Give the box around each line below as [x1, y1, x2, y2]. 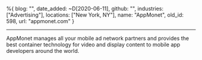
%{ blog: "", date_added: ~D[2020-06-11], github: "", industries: [6, 5, 164, 12]
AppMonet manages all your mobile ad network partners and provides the [6, 35, 189, 42]
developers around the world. [6, 48, 79, 54]
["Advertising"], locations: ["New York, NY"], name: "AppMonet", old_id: [6, 11, 184, 18]
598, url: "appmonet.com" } [6, 18, 75, 24]
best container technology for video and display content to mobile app [6, 41, 180, 48]
